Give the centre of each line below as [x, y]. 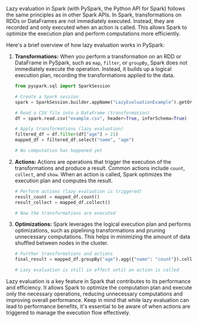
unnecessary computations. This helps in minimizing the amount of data [103, 237]
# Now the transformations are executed [65, 213]
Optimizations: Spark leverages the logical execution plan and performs [103, 224]
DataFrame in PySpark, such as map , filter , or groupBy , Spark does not [101, 63]
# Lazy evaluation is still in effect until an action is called [97, 270]
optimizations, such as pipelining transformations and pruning [90, 231]
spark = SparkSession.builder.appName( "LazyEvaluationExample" [94, 102]
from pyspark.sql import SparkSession [62, 86]
